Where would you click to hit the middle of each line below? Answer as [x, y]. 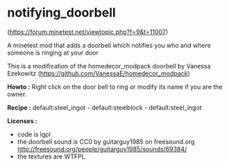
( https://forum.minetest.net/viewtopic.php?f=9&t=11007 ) [88, 32]
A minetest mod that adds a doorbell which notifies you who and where [109, 45]
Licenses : [23, 121]
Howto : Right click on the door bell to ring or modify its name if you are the [115, 86]
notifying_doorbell [61, 13]
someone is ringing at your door [53, 53]
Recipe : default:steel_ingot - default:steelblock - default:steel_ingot [105, 107]
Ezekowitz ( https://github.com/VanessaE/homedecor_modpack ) [99, 73]
